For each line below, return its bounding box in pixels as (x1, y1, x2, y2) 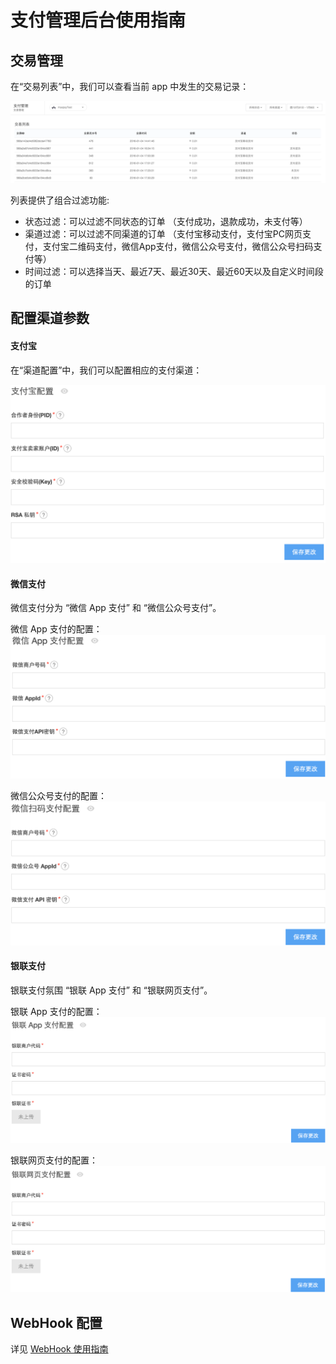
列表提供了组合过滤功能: (10, 194, 110, 206)
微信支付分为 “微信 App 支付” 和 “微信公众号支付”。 (10, 602, 222, 614)
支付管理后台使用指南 (10, 9, 187, 32)
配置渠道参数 (10, 310, 90, 327)
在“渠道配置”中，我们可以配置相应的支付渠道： (10, 364, 203, 376)
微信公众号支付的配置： (10, 790, 107, 802)
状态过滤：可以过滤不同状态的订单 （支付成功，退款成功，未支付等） (24, 215, 308, 227)
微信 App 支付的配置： (10, 623, 103, 635)
